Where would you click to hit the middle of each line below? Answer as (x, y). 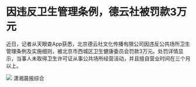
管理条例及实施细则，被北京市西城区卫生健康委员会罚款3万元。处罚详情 (92, 51)
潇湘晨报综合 (29, 78)
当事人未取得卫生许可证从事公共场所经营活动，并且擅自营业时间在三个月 (103, 58)
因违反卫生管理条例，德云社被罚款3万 (97, 12)
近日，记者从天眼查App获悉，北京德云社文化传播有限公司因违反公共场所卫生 (98, 44)
